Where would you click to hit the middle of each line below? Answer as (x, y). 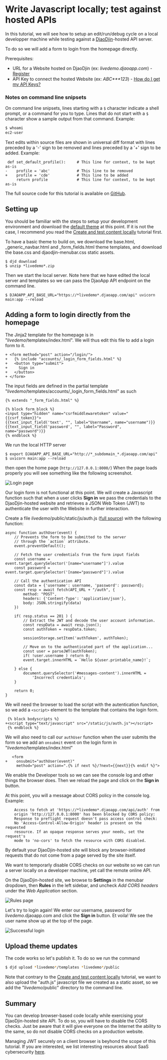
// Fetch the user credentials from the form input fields (77, 555)
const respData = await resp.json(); (62, 625)
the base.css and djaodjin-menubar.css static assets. (60, 252)
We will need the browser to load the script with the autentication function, (82, 704)
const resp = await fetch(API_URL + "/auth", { (64, 590)
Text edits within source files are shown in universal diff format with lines (80, 142)
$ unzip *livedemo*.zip (30, 266)
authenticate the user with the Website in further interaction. (67, 508)
